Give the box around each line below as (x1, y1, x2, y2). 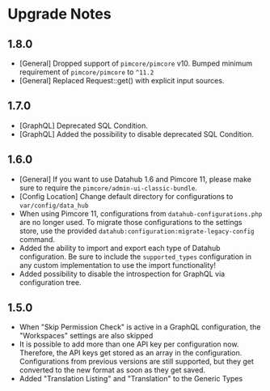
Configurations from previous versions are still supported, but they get (19, 357, 254, 367)
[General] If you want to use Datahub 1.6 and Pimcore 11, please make (19, 174, 252, 184)
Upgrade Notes (7, 5, 112, 23)
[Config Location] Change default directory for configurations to (19, 191, 234, 201)
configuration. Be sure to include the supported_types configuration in (19, 252, 252, 261)
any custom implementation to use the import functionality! (19, 260, 216, 270)
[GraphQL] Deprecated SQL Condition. (19, 121, 149, 130)
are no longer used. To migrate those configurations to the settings (19, 217, 243, 227)
